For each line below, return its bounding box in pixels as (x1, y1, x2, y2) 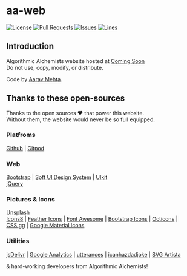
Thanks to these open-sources (6, 93, 125, 104)
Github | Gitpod (6, 144, 45, 152)
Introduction (6, 41, 54, 52)
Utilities (6, 237, 30, 246)
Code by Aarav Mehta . (6, 75, 62, 82)
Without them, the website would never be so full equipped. (6, 116, 156, 123)
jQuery (6, 180, 23, 187)
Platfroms (6, 131, 36, 140)
